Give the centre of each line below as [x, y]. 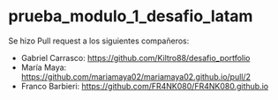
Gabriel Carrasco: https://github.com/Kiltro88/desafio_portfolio [135, 58]
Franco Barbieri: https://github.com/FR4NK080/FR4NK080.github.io [145, 86]
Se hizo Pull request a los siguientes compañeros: [99, 41]
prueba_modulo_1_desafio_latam [131, 16]
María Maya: [44, 67]
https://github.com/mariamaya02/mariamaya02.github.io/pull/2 [136, 76]
